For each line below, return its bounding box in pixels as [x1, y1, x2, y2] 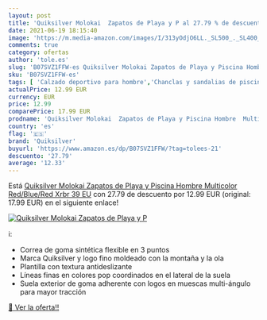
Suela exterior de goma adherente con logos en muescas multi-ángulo [19, 279, 251, 288]
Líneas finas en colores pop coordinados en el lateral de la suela [19, 271, 230, 280]
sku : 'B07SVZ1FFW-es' [8, 71, 80, 79]
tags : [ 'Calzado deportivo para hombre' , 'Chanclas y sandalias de [8, 78, 237, 86]
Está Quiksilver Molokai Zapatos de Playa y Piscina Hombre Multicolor [8, 181, 238, 191]
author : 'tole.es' [8, 56, 69, 64]
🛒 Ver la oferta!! [8, 303, 60, 312]
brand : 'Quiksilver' [8, 137, 77, 145]
